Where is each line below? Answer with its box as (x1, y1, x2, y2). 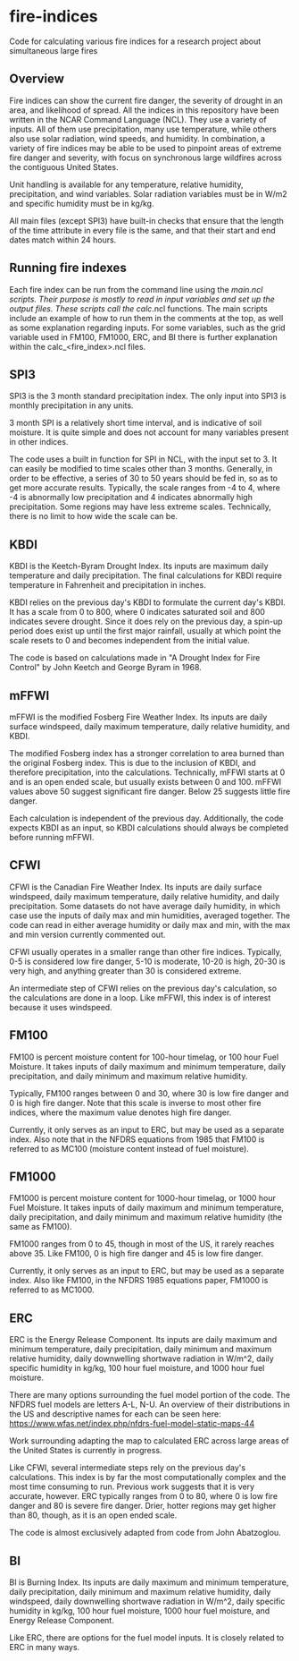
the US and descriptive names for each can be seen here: (9, 1409, 221, 1419)
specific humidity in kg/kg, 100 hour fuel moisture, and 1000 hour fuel (9, 1363, 265, 1374)
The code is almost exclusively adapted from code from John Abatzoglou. (9, 1528, 281, 1538)
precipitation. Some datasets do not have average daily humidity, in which (9, 900, 281, 911)
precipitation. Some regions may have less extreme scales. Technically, (9, 501, 272, 512)
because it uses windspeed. (9, 1001, 113, 1012)
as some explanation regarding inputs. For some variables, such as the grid (9, 322, 286, 333)
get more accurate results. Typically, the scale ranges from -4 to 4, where (9, 482, 281, 493)
